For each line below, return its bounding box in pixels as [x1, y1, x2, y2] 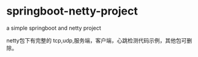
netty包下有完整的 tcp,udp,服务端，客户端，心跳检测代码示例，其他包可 [6, 36, 187, 44]
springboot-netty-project [6, 4, 138, 18]
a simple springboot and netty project [6, 24, 101, 32]
